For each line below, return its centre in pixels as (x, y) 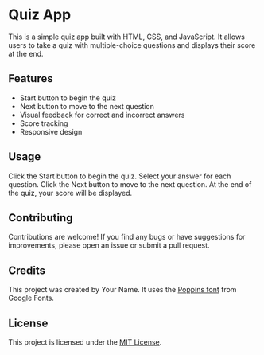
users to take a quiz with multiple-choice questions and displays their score (132, 45)
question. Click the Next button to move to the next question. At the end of (130, 184)
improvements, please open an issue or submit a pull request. (109, 245)
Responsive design (51, 131)
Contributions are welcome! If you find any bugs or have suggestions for (127, 237)
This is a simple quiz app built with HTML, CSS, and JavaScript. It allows (126, 37)
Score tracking (44, 123)
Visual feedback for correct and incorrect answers (102, 115)
